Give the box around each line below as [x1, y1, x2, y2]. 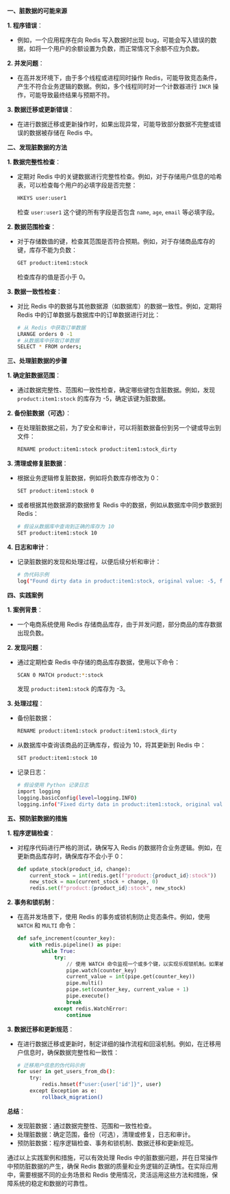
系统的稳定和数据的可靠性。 [12, 1179, 91, 1187]
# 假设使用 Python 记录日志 [16, 782, 89, 789]
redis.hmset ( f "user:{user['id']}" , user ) [42, 1081, 162, 1088]
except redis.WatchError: [53, 1005, 128, 1012]
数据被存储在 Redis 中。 [29, 128, 97, 137]
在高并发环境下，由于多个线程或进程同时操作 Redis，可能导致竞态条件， [16, 74, 221, 82]
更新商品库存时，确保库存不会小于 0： [16, 852, 125, 860]
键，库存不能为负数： [16, 245, 77, 254]
